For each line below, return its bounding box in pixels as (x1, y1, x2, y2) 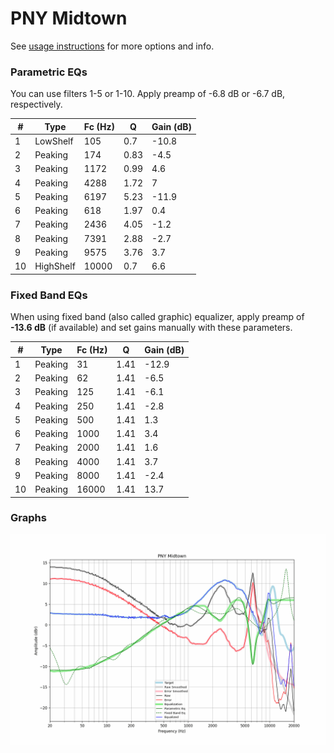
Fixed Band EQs (10, 288, 88, 302)
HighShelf (34, 260, 76, 272)
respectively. (10, 98, 63, 111)
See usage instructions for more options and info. (10, 40, 215, 52)
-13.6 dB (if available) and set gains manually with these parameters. (10, 322, 293, 334)
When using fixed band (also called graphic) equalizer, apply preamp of (10, 311, 305, 323)
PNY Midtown (10, 7, 128, 30)
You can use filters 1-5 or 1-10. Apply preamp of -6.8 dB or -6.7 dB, (10, 88, 286, 100)
